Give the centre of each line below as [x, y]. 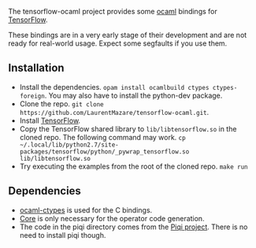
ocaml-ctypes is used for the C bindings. [86, 210]
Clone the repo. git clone [61, 104]
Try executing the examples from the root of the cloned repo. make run [134, 166]
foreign [32, 96]
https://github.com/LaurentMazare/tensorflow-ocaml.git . [114, 112]
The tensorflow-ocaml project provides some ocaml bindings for [113, 11]
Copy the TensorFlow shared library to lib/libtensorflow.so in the [128, 128]
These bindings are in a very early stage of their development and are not [128, 35]
